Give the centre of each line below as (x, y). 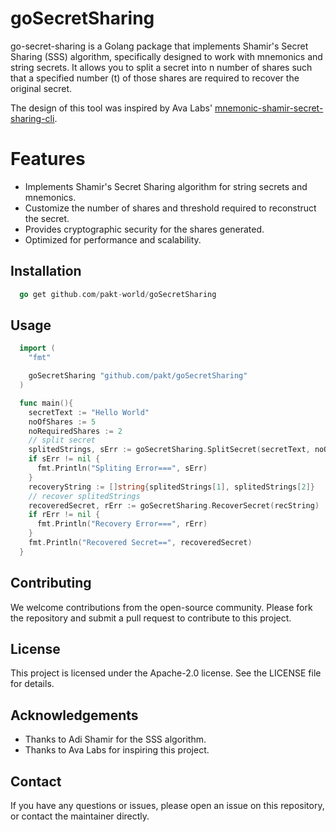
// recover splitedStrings (84, 496)
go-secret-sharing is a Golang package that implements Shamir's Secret (159, 46)
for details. (32, 684)
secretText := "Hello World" (89, 412)
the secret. (47, 218)
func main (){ (46, 403)
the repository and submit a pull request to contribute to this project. (151, 618)
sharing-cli (32, 118)
